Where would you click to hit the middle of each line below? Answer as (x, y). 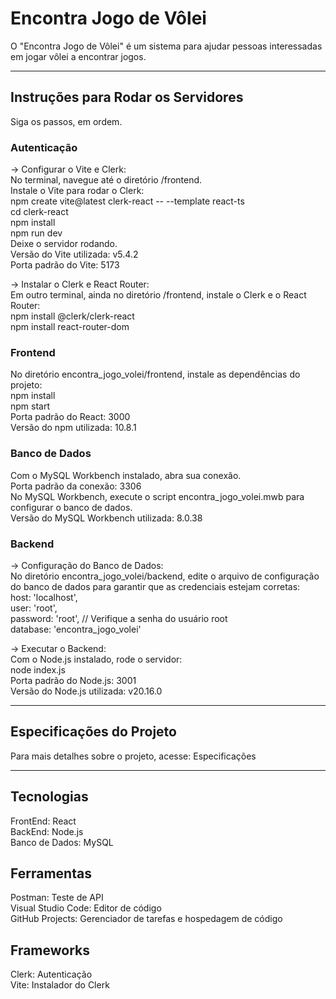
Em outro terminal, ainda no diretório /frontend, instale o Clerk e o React (158, 295)
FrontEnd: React (43, 821)
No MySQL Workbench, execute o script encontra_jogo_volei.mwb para (157, 496)
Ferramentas (51, 873)
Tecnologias (49, 797)
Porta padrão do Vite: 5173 (65, 265)
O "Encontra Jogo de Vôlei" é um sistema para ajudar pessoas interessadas (166, 46)
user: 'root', (34, 608)
